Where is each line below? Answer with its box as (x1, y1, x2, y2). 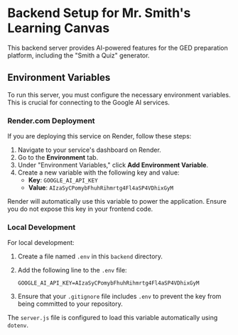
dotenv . (7, 321, 28, 329)
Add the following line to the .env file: (17, 266, 127, 275)
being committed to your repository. (17, 300, 123, 308)
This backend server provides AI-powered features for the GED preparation (7, 43, 229, 52)
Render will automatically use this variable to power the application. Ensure (7, 197, 227, 206)
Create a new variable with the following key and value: (17, 168, 180, 177)
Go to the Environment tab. (17, 153, 99, 162)
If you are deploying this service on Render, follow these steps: (7, 132, 192, 141)
